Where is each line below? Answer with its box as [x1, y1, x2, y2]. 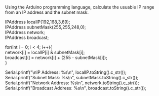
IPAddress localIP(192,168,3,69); [5, 19, 71, 25]
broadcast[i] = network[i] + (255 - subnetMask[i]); [5, 55, 108, 61]
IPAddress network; [5, 30, 45, 35]
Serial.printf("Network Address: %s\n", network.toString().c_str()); [5, 80, 139, 86]
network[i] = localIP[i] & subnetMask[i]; [5, 49, 85, 55]
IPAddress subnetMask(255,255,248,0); [5, 24, 86, 30]
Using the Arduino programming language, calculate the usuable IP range [5, 4, 155, 10]
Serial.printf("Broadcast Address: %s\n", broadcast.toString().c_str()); [5, 85, 147, 91]
